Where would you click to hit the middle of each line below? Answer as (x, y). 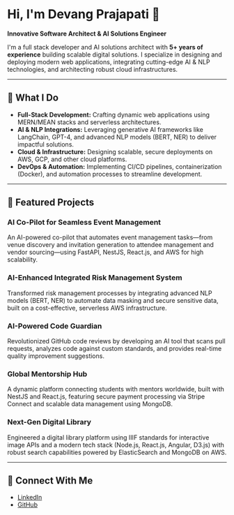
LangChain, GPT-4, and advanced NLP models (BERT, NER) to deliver (117, 137)
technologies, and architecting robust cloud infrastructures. (93, 69)
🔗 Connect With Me (50, 481)
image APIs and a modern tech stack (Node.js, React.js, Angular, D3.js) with (116, 445)
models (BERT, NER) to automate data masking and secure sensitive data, (113, 300)
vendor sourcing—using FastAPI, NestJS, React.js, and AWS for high (106, 252)
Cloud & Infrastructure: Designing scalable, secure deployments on (115, 151)
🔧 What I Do (33, 98)
